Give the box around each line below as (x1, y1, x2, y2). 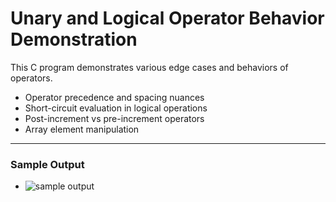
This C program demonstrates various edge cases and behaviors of (10, 61, 289, 73)
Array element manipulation (24, 123, 140, 135)
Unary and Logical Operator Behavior (10, 7, 325, 30)
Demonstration (10, 28, 138, 51)
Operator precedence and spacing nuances (24, 91, 205, 103)
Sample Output (10, 157, 85, 171)
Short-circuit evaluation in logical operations (24, 102, 208, 114)
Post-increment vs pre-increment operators (24, 112, 205, 124)
